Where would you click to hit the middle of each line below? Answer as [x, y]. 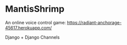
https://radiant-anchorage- [94, 22]
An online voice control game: [36, 22]
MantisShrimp [35, 9]
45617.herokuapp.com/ [28, 27]
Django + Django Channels [33, 37]
